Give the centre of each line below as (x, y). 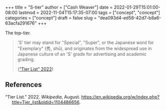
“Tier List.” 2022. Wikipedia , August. (43, 96)
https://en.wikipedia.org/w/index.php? (120, 96)
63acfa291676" (21, 23)
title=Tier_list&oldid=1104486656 (45, 102)
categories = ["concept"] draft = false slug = (51, 18)
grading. (26, 59)
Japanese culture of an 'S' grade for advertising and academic (82, 54)
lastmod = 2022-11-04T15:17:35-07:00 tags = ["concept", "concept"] (89, 12)
